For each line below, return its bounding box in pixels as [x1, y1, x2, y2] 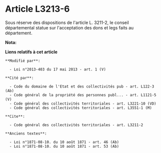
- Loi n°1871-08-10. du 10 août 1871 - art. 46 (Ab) [9, 139, 119, 145]
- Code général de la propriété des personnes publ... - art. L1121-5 [9, 92, 157, 97]
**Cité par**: [5, 75, 34, 80]
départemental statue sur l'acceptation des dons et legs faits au [5, 24, 134, 30]
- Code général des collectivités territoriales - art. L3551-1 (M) [9, 105, 152, 110]
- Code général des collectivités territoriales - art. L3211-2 [9, 122, 143, 128]
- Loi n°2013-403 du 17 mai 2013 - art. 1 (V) [9, 67, 106, 72]
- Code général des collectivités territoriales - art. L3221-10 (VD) [9, 101, 157, 106]
